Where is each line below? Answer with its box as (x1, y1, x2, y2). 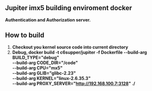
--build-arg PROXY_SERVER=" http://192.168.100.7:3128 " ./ (12, 80, 135, 86)
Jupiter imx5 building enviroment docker (5, 4, 132, 12)
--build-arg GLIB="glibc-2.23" (12, 70, 76, 76)
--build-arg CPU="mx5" (12, 65, 63, 70)
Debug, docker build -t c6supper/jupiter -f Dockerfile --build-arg (12, 49, 147, 55)
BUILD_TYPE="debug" (12, 54, 60, 60)
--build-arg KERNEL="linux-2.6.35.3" (12, 75, 91, 81)
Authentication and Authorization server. (5, 17, 91, 23)
